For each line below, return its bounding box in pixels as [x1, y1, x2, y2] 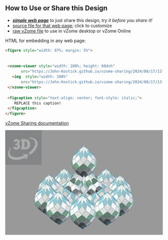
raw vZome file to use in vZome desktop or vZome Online [12, 27, 131, 34]
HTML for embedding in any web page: [5, 37, 86, 43]
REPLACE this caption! [14, 100, 61, 105]
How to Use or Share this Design [5, 4, 107, 12]
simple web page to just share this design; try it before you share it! [12, 17, 152, 23]
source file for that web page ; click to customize [12, 22, 112, 28]
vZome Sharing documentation [5, 120, 69, 126]
